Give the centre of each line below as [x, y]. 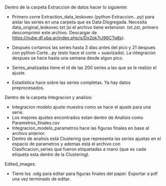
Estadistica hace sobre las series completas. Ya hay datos [71, 82]
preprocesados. [28, 88]
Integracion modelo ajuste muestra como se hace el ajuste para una [81, 107]
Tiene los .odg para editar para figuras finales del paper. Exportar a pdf [85, 174]
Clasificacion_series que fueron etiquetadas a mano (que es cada [79, 149]
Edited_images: [20, 164]
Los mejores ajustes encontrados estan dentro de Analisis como [78, 118]
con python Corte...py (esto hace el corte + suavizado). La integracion [84, 53]
